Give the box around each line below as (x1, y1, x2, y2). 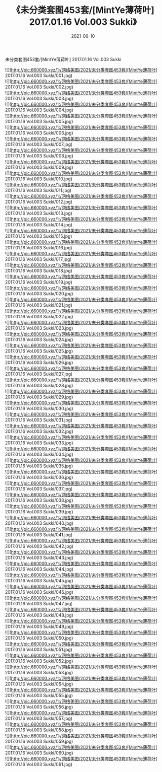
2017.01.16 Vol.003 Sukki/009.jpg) (5, 164, 73, 170)
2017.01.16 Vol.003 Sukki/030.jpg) (5, 405, 73, 411)
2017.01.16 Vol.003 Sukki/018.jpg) (5, 268, 73, 274)
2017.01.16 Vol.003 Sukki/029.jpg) (5, 394, 73, 400)
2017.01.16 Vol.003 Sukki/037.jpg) (5, 486, 73, 491)
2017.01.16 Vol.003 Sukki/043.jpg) (5, 555, 74, 561)
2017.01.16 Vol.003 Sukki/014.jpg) (5, 221, 73, 227)
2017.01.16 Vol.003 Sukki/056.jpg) (5, 703, 73, 710)
